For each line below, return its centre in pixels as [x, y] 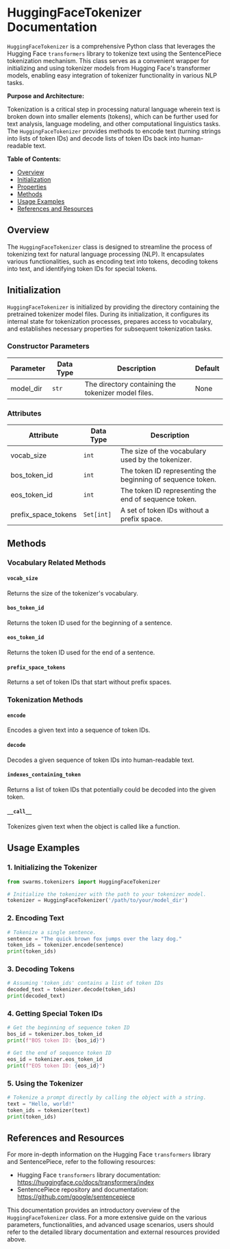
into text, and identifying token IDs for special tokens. [82, 268]
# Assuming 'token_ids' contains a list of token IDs [86, 983]
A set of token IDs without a [165, 510]
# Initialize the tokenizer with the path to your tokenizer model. [107, 894]
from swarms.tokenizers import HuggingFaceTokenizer [84, 882]
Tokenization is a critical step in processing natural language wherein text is [114, 109]
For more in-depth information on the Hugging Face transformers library [109, 1154]
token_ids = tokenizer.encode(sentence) [66, 945]
